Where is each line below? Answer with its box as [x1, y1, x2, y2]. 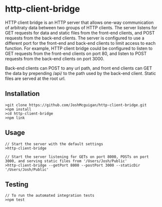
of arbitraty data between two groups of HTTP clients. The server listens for [5, 24, 157, 30]
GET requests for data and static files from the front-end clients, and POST [5, 30, 155, 36]
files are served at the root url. [5, 75, 66, 81]
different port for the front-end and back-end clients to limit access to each [5, 40, 156, 46]
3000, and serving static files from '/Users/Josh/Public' [5, 158, 127, 164]
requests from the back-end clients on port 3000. [5, 56, 105, 61]
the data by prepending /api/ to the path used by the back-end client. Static [5, 70, 157, 76]
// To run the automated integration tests [5, 193, 95, 198]
